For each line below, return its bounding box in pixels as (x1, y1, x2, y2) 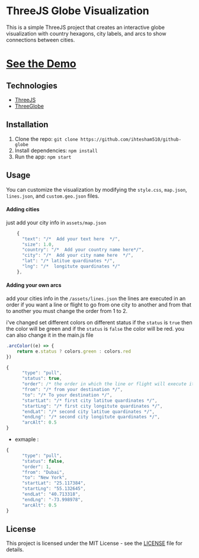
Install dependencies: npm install (14, 147, 98, 154)
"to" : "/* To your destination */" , (21, 392, 113, 398)
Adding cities (6, 206, 40, 213)
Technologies (6, 80, 58, 91)
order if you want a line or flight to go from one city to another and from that (6, 301, 191, 308)
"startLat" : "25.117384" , (21, 480, 86, 486)
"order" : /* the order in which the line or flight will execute (21, 381, 187, 387)
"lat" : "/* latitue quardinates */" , (21, 258, 115, 264)
